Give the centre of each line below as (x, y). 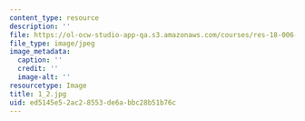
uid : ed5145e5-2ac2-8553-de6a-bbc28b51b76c (93, 102)
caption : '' (40, 60)
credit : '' (38, 69)
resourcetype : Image (49, 86)
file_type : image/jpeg (52, 43)
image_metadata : (40, 52)
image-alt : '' (44, 77)
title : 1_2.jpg (38, 94)
